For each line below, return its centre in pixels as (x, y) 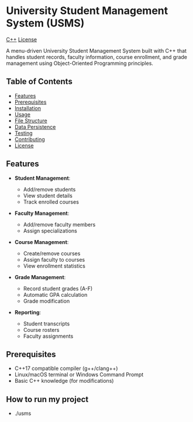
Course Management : (42, 242)
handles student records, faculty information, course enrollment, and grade (97, 57)
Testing (24, 133)
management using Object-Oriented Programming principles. (80, 63)
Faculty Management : (42, 213)
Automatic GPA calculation (55, 294)
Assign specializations (50, 231)
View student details (48, 195)
